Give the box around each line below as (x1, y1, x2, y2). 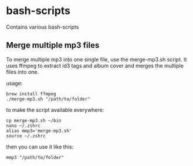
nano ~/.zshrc (6, 123, 41, 129)
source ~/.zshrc (6, 133, 46, 139)
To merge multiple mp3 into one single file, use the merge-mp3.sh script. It (6, 56, 187, 63)
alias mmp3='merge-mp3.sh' (6, 127, 72, 134)
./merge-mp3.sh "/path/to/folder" (6, 96, 91, 102)
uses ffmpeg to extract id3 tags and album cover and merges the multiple (6, 62, 184, 69)
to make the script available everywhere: (6, 106, 104, 113)
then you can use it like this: (6, 143, 74, 150)
